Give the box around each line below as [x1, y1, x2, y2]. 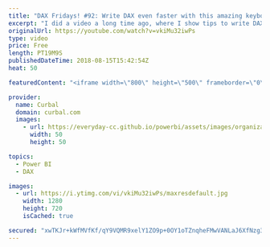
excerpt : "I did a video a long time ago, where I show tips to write [8, 19, 250, 27]
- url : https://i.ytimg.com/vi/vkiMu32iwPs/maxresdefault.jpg [15, 190, 228, 198]
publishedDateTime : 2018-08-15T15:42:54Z [8, 57, 149, 65]
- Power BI [15, 160, 52, 168]
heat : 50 [8, 64, 38, 72]
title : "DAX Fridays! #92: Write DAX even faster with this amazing [8, 11, 243, 20]
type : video [8, 34, 48, 43]
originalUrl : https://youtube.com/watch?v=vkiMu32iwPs [8, 27, 196, 35]
